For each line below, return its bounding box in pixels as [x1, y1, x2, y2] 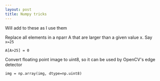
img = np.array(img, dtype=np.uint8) [5, 71, 82, 76]
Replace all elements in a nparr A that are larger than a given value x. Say [5, 34, 153, 40]
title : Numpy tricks [5, 12, 47, 16]
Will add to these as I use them [5, 25, 68, 31]
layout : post [5, 7, 32, 12]
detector [5, 62, 23, 67]
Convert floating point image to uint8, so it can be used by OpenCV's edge [5, 56, 156, 62]
